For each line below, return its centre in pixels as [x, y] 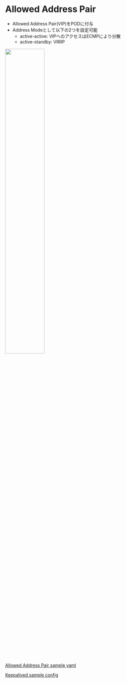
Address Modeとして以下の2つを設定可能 [55, 30]
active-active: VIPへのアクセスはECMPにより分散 [70, 36]
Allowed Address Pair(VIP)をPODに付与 [53, 23]
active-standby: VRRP [42, 41]
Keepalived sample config [32, 675]
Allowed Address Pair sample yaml [41, 665]
